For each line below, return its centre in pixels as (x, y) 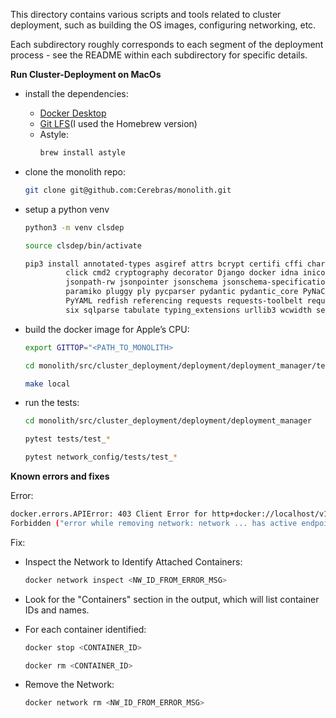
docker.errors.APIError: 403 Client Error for (109, 514)
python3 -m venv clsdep (74, 227)
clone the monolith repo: (75, 171)
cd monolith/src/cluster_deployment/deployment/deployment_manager (168, 421)
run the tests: (52, 403)
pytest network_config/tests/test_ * (101, 457)
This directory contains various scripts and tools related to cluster (146, 14)
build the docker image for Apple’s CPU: (107, 329)
